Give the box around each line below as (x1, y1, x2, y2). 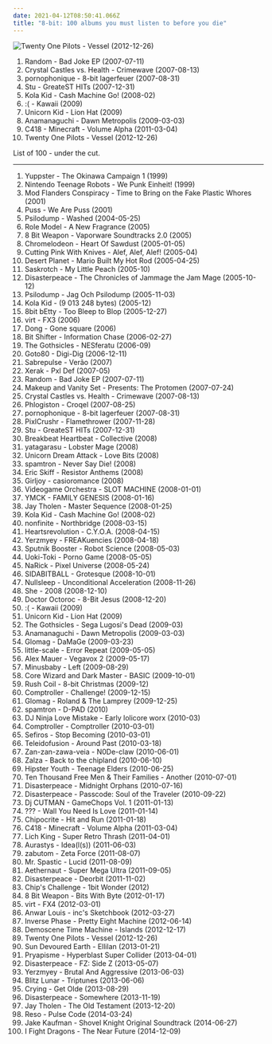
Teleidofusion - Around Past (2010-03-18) (24, 738, 162, 748)
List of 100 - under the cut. (13, 148, 100, 158)
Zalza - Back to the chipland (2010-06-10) (24, 755, 162, 765)
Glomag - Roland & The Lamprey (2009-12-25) (24, 696, 178, 705)
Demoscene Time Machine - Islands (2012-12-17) (24, 924, 186, 934)
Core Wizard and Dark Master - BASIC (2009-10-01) (24, 670, 196, 680)
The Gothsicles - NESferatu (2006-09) (24, 340, 151, 350)
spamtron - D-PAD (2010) (24, 705, 108, 714)
